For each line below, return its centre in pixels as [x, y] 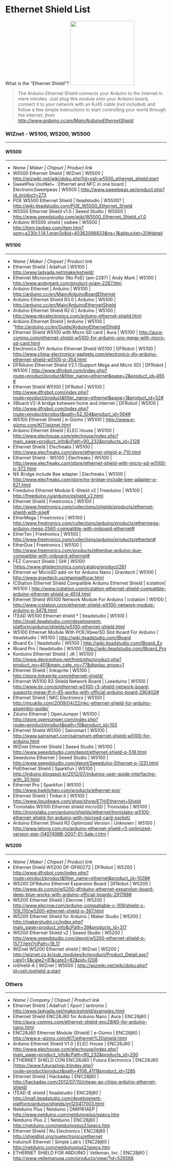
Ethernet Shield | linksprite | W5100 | [51, 670]
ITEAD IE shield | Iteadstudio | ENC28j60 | [57, 1093]
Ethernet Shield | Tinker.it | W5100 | [50, 795]
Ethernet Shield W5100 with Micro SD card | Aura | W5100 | [75, 332]
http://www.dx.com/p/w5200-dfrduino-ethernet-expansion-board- [83, 889]
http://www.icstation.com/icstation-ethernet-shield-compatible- [99, 588]
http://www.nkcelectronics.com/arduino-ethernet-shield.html [77, 316]
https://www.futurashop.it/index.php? [54, 1065]
